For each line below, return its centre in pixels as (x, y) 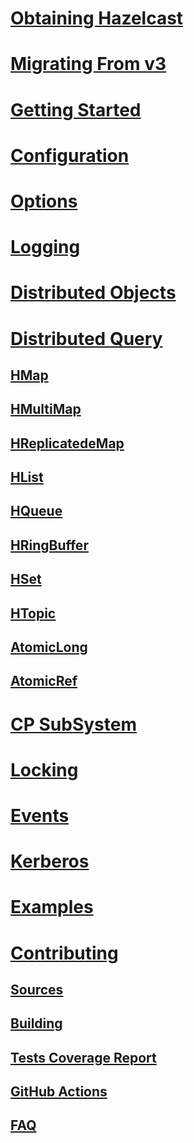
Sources (37, 989)
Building (36, 1023)
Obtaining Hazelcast (97, 18)
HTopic (33, 613)
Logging (45, 247)
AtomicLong (49, 647)
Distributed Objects (93, 293)
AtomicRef (44, 681)
